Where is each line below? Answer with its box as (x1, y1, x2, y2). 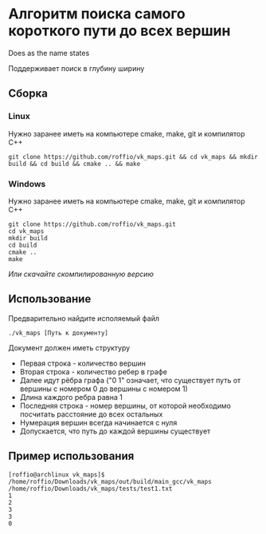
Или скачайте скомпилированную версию (8, 269, 154, 279)
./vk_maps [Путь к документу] (8, 329, 109, 337)
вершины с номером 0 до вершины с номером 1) (19, 384, 189, 394)
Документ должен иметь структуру (8, 342, 131, 352)
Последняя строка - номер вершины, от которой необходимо (19, 401, 231, 410)
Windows (8, 178, 46, 189)
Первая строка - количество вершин (19, 358, 146, 368)
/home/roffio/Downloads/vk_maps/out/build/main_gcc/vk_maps (8, 477, 213, 485)
